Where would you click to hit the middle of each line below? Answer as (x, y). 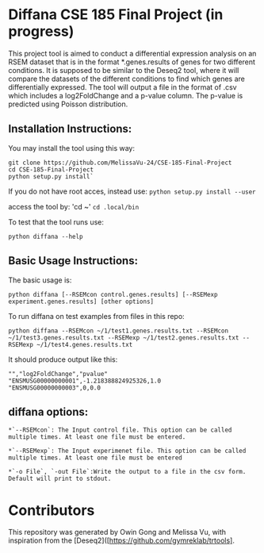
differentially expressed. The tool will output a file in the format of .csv (122, 87)
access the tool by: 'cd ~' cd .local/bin (74, 206)
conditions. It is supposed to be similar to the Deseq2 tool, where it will (124, 70)
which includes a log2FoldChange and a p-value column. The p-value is (126, 95)
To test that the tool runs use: (56, 222)
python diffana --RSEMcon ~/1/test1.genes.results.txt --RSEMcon (118, 331)
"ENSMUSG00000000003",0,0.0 (55, 388)
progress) (41, 31)
